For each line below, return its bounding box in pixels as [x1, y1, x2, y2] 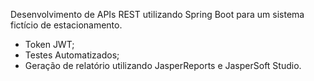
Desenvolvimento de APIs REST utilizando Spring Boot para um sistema [10, 9, 305, 20]
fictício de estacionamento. [10, 19, 123, 31]
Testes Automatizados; [24, 49, 120, 61]
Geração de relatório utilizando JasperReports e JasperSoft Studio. [24, 60, 302, 71]
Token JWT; [24, 39, 75, 50]
